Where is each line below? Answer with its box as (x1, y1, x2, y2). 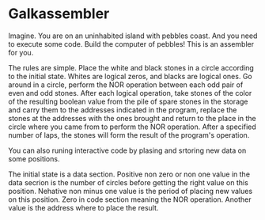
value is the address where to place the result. (8, 203, 159, 212)
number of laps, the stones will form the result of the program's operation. (8, 130, 250, 139)
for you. (8, 47, 34, 57)
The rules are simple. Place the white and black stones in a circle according (8, 63, 255, 72)
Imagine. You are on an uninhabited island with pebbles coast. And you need (8, 31, 258, 40)
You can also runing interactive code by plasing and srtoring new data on (8, 146, 247, 155)
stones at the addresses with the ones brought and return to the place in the (8, 113, 256, 123)
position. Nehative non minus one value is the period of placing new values (8, 186, 253, 195)
